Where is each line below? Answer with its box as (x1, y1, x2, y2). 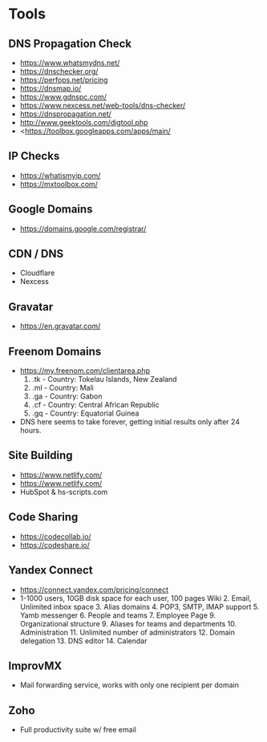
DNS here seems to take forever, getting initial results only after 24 (19, 417, 241, 427)
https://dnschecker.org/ (19, 67, 99, 76)
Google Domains (8, 202, 93, 217)
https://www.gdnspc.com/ (19, 92, 107, 101)
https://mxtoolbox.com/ (19, 179, 99, 189)
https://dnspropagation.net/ (19, 109, 112, 119)
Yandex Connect (8, 563, 94, 578)
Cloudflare (19, 268, 55, 278)
